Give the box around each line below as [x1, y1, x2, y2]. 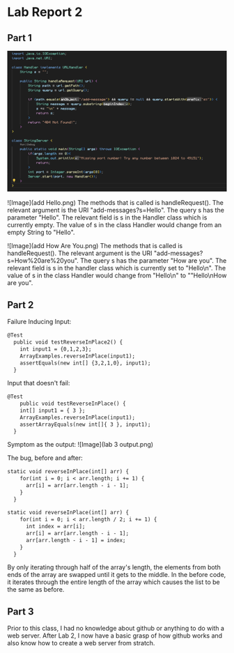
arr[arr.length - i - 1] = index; [25, 537, 127, 544]
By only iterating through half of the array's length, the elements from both [7, 563, 221, 571]
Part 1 [7, 32, 33, 44]
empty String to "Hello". [7, 228, 75, 237]
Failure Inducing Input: [7, 318, 72, 326]
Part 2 [7, 299, 34, 311]
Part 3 [7, 606, 34, 617]
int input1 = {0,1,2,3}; [19, 346, 92, 353]
